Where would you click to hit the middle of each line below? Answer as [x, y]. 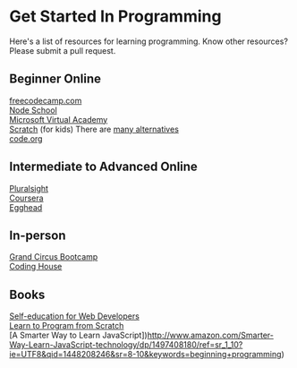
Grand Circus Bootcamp [54, 257]
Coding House [36, 267]
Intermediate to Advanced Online [104, 167]
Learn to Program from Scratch [67, 326]
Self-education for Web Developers [75, 316]
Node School [34, 110]
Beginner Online [55, 79]
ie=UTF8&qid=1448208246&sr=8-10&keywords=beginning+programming [145, 355]
